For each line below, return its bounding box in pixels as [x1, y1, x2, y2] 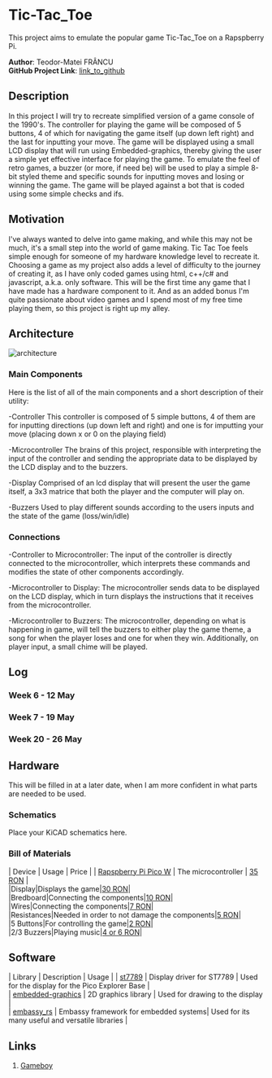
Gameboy [19, 1061, 54, 1071]
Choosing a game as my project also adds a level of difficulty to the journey [8, 260, 261, 269]
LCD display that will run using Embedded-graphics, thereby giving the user [8, 145, 262, 156]
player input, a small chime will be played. [8, 642, 148, 651]
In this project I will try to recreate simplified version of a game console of [8, 111, 255, 121]
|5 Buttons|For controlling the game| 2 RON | [8, 918, 153, 928]
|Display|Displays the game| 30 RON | [8, 883, 132, 893]
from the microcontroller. [8, 600, 92, 610]
